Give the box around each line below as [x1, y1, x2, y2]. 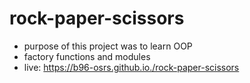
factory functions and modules [23, 50, 151, 62]
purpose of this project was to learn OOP [23, 40, 193, 52]
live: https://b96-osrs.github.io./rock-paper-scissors [23, 61, 240, 73]
